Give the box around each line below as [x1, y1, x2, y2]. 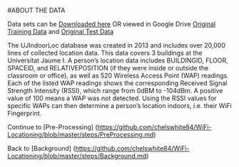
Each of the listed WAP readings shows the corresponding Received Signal [7, 79, 228, 87]
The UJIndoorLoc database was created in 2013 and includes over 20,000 [7, 41, 226, 49]
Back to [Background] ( [7, 144, 76, 152]
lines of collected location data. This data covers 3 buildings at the [7, 49, 203, 57]
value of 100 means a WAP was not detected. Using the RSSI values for [7, 94, 217, 102]
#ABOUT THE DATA [7, 6, 66, 14]
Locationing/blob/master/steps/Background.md [7, 152, 147, 160]
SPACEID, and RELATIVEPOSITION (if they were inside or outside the [7, 64, 209, 72]
